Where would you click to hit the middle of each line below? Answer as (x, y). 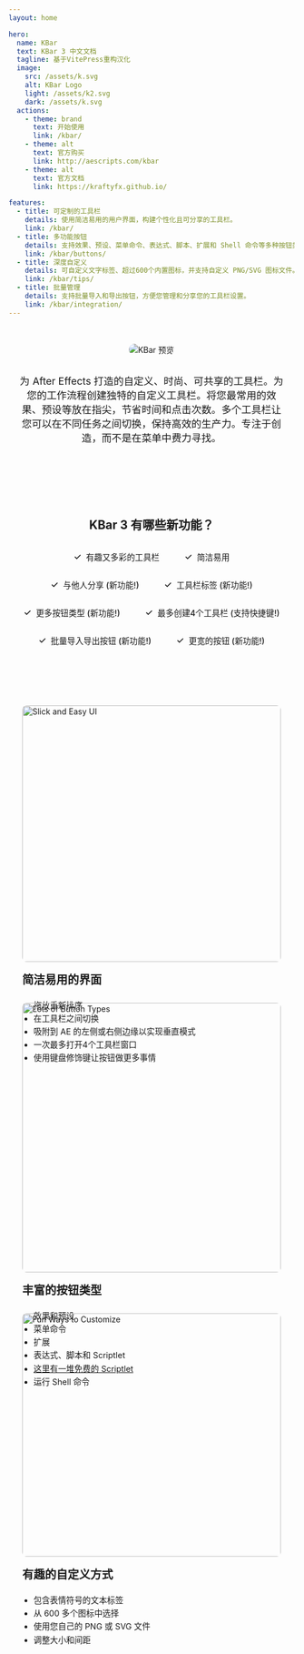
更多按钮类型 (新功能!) (78, 613)
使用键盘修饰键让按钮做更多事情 (95, 1058)
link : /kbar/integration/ (74, 304)
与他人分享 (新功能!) (101, 585)
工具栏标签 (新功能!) (215, 585)
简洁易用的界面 (62, 980)
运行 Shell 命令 (62, 1382)
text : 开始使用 (59, 127)
